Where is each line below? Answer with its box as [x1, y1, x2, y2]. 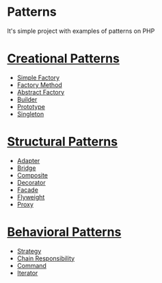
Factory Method [16, 80, 63, 89]
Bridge [16, 164, 36, 172]
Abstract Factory [16, 88, 65, 96]
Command [16, 261, 46, 269]
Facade [16, 186, 39, 194]
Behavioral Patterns [7, 224, 122, 240]
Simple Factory [16, 73, 60, 82]
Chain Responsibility [16, 254, 75, 262]
